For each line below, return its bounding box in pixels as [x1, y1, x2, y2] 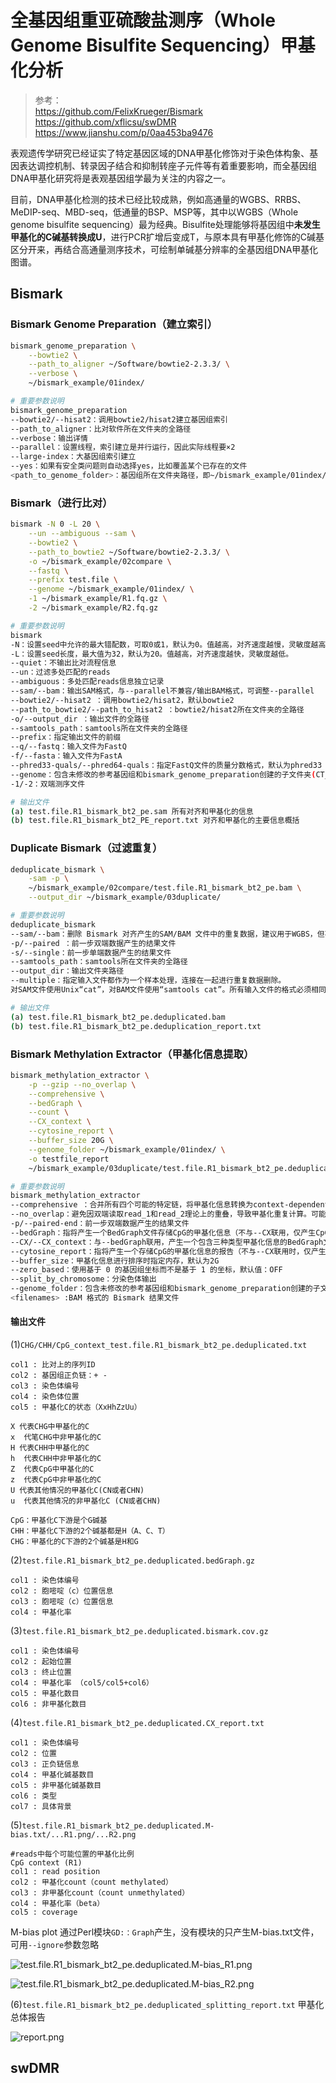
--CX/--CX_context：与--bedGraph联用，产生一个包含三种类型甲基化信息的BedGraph [10, 1237, 324, 1247]
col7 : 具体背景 [10, 1802, 72, 1812]
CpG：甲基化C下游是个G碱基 [10, 1516, 108, 1526]
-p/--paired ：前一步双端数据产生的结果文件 [10, 938, 177, 948]
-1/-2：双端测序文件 [10, 779, 86, 789]
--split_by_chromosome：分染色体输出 [10, 1274, 157, 1285]
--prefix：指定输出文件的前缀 [10, 732, 122, 743]
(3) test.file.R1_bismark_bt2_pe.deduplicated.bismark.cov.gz [10, 1625, 269, 1637]
